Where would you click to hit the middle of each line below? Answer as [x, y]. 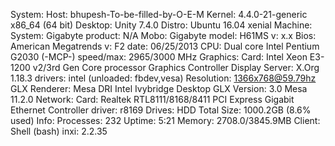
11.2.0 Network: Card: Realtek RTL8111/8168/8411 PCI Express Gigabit [152, 99]
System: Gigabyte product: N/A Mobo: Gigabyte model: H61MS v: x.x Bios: [163, 35]
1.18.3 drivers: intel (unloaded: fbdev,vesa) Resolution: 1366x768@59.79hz [163, 78]
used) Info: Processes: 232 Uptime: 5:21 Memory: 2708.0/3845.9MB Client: [165, 120]
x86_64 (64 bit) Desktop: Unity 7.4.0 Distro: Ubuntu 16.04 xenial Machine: [161, 25]
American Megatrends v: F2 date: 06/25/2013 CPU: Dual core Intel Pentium [165, 46]
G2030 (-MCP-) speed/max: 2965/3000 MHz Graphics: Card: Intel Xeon [159, 57]
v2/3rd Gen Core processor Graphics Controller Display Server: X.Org [176, 67]
